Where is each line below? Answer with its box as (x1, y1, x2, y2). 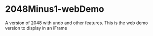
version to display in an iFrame (5, 25, 68, 31)
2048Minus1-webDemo (5, 3, 105, 15)
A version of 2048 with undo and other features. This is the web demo (5, 20, 148, 26)
